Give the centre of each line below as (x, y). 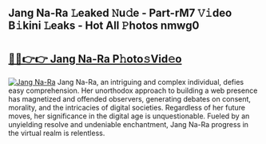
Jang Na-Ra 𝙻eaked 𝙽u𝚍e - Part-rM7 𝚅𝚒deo (120, 13)
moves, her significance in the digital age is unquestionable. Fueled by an (129, 116)
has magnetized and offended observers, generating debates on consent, (130, 99)
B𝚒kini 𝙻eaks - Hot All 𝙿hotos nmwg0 (104, 26)
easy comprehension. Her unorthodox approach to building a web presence (133, 90)
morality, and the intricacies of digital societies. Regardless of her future (127, 108)
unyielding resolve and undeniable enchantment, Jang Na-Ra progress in (129, 124)
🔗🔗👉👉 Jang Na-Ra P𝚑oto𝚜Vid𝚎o (95, 59)
